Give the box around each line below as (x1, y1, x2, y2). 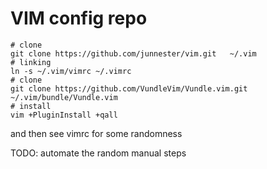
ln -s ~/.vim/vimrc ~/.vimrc (10, 66, 132, 76)
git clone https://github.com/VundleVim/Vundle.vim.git (10, 83, 248, 94)
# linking (10, 57, 52, 67)
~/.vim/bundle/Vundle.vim (10, 92, 118, 102)
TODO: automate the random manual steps (10, 147, 187, 159)
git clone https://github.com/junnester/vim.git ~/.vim (10, 48, 257, 59)
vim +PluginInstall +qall (10, 110, 118, 120)
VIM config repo (10, 7, 148, 30)
